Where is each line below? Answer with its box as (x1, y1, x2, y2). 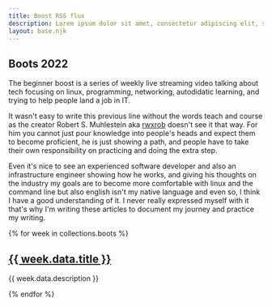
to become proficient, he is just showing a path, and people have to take (8, 137, 249, 147)
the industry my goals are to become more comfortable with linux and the (8, 179, 253, 189)
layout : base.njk (8, 27, 67, 35)
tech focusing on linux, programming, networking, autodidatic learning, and (8, 87, 260, 97)
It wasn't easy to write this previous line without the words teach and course (8, 111, 263, 121)
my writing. (8, 213, 46, 223)
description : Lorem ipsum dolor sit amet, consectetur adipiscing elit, (8, 19, 259, 28)
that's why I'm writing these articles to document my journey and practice (8, 204, 255, 215)
